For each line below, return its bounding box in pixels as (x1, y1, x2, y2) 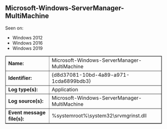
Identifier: (8, 74, 32, 81)
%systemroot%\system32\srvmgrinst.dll (51, 112, 147, 119)
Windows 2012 (12, 34, 43, 40)
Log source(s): (8, 97, 44, 104)
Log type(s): (8, 86, 38, 93)
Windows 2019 (12, 45, 43, 51)
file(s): (8, 115, 24, 122)
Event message (8, 109, 46, 116)
